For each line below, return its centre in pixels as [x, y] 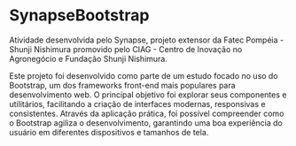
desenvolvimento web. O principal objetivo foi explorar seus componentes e [148, 95]
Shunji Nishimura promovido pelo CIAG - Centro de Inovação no [126, 49]
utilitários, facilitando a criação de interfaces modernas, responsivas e [137, 104]
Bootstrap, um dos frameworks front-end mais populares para [123, 85]
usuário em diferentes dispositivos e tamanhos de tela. [109, 132]
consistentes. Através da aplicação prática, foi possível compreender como [147, 113]
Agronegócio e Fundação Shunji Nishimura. [89, 58]
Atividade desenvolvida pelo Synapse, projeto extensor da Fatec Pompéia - [147, 40]
